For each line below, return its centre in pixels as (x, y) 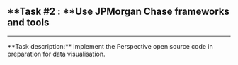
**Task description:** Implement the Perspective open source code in (110, 46)
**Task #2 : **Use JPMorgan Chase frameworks (119, 12)
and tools (28, 23)
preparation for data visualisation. (56, 54)
